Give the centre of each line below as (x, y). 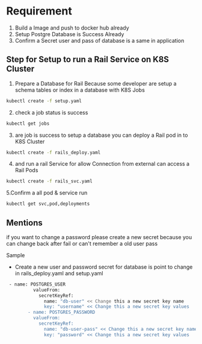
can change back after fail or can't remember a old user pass (82, 243)
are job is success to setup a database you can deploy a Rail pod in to (101, 135)
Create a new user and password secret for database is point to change (104, 267)
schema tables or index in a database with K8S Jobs (80, 90)
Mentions (25, 223)
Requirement (39, 11)
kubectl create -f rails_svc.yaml (50, 181)
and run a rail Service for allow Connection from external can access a (102, 164)
